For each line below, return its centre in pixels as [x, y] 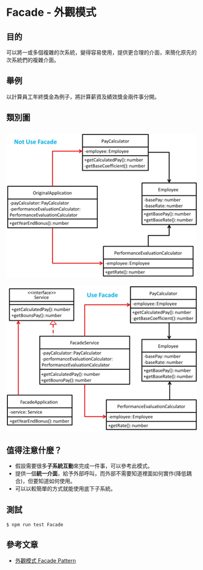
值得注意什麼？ [34, 450]
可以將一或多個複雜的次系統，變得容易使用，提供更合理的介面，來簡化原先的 [101, 52]
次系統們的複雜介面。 [33, 60]
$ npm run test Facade [35, 525]
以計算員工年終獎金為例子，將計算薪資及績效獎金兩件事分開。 [83, 96]
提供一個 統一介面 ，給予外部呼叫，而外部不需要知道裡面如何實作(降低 [101, 474]
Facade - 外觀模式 [51, 12]
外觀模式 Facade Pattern [45, 560]
